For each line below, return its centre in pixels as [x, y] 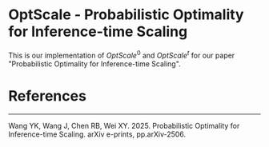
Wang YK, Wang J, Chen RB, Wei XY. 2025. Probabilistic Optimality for [124, 125]
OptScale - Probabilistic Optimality [126, 15]
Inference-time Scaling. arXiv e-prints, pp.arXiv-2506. [97, 134]
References [47, 95]
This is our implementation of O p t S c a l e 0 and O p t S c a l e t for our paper [122, 54]
